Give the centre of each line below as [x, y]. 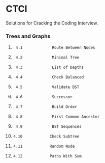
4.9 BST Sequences [48, 127]
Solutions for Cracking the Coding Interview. [52, 23]
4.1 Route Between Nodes [55, 48]
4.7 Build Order [46, 107]
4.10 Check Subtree [46, 137]
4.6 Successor [44, 97]
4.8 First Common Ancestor [58, 117]
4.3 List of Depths [50, 67]
